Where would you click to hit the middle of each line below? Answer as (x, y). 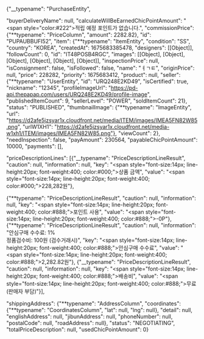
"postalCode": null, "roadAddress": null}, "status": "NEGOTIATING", (91, 323)
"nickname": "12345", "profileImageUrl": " (59, 88)
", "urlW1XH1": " (37, 127)
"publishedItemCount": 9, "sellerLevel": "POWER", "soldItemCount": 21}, (97, 101)
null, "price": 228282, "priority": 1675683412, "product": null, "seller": (93, 75)
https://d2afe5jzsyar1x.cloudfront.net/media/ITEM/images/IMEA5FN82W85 (103, 120)
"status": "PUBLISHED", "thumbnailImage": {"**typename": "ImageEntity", (99, 107)
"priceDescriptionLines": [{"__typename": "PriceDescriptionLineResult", (96, 158)
